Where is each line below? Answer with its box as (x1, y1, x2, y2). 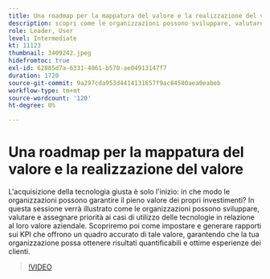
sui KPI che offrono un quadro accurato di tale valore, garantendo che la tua (8, 230, 260, 240)
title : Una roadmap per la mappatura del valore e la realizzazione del (8, 11, 257, 20)
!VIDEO (27, 262, 52, 272)
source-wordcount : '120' (8, 94, 92, 102)
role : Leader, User (8, 27, 74, 35)
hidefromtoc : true (8, 57, 70, 65)
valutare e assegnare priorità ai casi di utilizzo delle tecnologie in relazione (8, 212, 255, 222)
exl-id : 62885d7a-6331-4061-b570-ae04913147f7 (8, 64, 167, 72)
